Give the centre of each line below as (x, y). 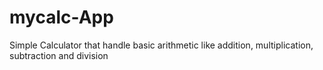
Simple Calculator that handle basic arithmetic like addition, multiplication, (161, 45)
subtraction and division (59, 55)
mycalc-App (61, 17)
